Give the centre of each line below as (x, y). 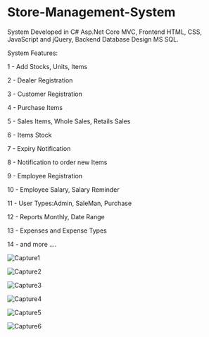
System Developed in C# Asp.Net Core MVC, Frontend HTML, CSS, (105, 32)
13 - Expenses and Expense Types (57, 231)
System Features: (33, 53)
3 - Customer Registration (45, 94)
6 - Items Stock (30, 135)
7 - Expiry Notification (39, 148)
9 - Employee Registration (45, 176)
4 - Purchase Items (35, 107)
